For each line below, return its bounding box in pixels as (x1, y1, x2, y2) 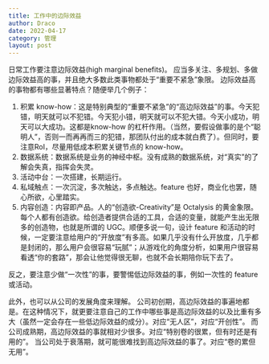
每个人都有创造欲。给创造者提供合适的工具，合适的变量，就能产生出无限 (19, 212, 259, 222)
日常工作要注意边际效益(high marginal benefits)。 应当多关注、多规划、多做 (8, 65, 259, 75)
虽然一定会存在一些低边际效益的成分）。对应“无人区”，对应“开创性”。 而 (22, 317, 259, 326)
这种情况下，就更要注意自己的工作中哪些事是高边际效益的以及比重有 (29, 307, 255, 317)
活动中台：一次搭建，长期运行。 (19, 172, 126, 182)
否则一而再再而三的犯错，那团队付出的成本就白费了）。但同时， (43, 132, 252, 141)
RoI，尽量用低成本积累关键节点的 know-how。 (34, 142, 188, 152)
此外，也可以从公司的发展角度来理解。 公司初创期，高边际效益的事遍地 (8, 297, 243, 306)
